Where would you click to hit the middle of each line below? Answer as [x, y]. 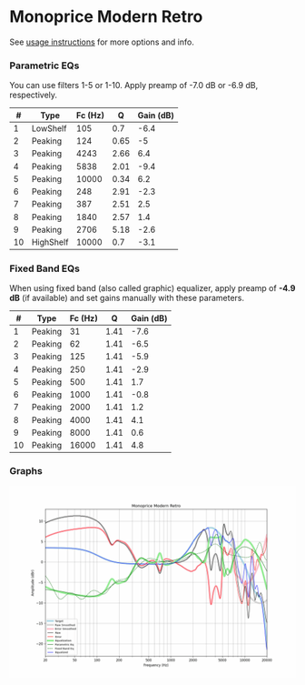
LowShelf [49, 128]
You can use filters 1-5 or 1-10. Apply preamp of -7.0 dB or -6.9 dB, [134, 86]
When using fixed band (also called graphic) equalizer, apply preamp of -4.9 [152, 288]
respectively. [33, 95]
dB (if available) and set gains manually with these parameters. [127, 298]
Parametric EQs [44, 65]
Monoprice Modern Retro [106, 17]
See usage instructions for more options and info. [102, 42]
